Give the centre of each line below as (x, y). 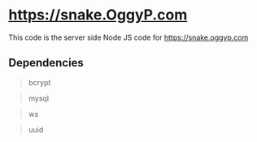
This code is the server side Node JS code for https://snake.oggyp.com (128, 37)
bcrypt (39, 82)
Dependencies (46, 63)
